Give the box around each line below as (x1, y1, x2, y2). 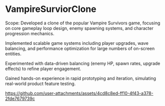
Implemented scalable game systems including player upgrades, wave (5, 40, 149, 46)
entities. (5, 51, 21, 57)
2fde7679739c (5, 96, 35, 102)
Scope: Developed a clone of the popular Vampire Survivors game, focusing (5, 20, 161, 26)
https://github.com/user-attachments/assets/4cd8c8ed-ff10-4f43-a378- (5, 90, 154, 96)
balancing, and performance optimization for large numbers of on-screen (5, 45, 155, 51)
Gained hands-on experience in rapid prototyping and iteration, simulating (5, 75, 156, 81)
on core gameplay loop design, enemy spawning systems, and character (5, 25, 154, 31)
